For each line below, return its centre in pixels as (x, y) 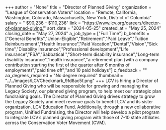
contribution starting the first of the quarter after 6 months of (68, 65)
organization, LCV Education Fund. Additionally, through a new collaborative (83, 107)
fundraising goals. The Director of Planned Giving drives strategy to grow (80, 96)
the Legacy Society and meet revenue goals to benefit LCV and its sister (79, 102)
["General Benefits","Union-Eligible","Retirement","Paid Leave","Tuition (77, 39)
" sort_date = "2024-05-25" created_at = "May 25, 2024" (103, 28)
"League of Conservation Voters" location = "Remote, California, (71, 12)
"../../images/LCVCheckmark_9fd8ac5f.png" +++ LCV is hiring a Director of (82, 81)
